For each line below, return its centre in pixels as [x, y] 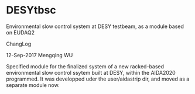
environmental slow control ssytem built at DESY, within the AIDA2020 [91, 72]
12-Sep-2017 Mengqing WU [40, 55]
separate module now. [33, 85]
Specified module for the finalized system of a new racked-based [85, 66]
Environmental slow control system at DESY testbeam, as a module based [95, 26]
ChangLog [19, 44]
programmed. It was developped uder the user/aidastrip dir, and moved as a [98, 79]
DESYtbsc [31, 10]
